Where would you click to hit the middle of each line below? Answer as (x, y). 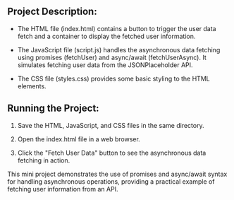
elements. (32, 86)
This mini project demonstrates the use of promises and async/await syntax (117, 174)
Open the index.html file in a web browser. (79, 139)
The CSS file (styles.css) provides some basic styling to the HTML (113, 78)
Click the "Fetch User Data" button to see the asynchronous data (112, 153)
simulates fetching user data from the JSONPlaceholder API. (105, 65)
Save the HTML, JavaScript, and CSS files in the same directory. (111, 125)
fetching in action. (44, 160)
